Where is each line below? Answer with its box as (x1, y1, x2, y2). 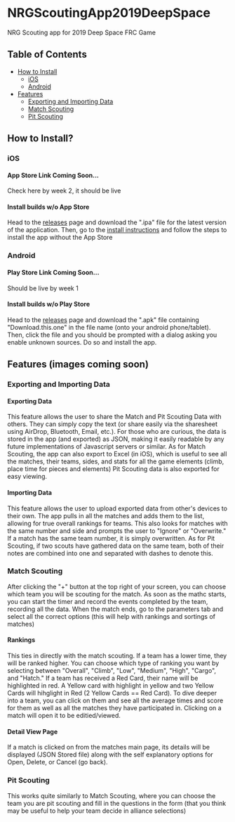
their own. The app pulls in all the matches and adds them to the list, (7, 511, 205, 520)
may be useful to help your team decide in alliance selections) (7, 807, 187, 815)
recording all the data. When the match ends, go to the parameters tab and (7, 605, 224, 613)
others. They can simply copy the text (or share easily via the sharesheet (7, 420, 218, 428)
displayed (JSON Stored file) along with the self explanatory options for (7, 750, 214, 759)
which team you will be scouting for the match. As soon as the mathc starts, (7, 589, 227, 598)
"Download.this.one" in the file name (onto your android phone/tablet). (7, 323, 211, 331)
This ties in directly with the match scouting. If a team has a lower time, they (7, 652, 227, 660)
